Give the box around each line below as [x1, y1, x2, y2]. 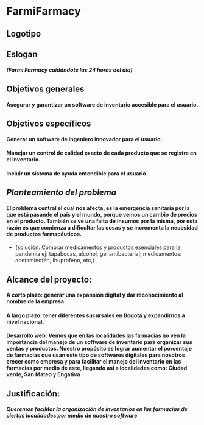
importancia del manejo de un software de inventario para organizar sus [6, 339, 193, 346]
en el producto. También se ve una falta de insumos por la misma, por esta [6, 217, 198, 225]
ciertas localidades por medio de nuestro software [6, 412, 138, 420]
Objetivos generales [6, 83, 85, 94]
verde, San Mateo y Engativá [6, 371, 80, 378]
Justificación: [6, 388, 60, 399]
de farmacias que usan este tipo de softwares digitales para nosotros [6, 351, 186, 359]
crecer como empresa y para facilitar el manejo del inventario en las [6, 358, 181, 365]
